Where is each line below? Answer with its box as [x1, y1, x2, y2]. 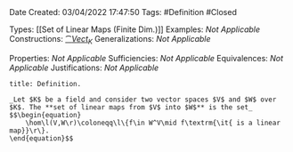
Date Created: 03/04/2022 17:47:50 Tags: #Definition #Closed [9, 7, 238, 17]
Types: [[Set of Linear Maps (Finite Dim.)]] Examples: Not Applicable [9, 24, 261, 35]
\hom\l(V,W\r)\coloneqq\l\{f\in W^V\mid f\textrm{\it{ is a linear [25, 118, 281, 127]
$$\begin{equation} [9, 110, 82, 119]
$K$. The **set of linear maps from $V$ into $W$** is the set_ [9, 102, 253, 112]
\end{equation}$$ [9, 133, 74, 143]
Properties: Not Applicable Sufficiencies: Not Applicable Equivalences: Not [9, 52, 283, 63]
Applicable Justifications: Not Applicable [9, 62, 159, 73]
